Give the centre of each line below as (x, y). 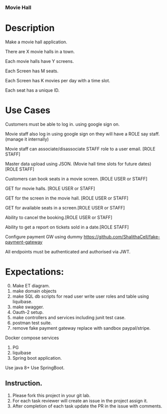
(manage (14, 139)
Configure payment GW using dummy (44, 236)
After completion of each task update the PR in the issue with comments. (87, 406)
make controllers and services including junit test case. (69, 317)
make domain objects (34, 291)
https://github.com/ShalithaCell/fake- (122, 236)
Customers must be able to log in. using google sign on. (63, 124)
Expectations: (35, 272)
